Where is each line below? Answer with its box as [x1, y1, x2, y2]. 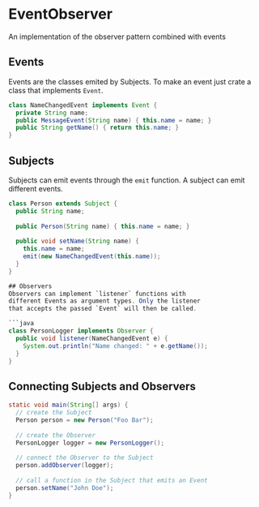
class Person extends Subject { [8, 200, 117, 208]
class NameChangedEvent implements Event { [8, 101, 158, 110]
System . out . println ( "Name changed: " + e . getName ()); [23, 342, 208, 350]
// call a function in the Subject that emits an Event [15, 476, 208, 484]
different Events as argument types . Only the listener [8, 297, 201, 305]
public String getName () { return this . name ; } [15, 123, 180, 132]
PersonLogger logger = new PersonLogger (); [15, 439, 164, 447]
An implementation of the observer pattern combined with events [8, 32, 227, 41]
